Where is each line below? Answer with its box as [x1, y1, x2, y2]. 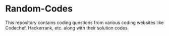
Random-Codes [5, 3, 73, 14]
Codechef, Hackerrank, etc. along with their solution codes [5, 24, 128, 30]
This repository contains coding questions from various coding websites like [5, 19, 164, 25]
